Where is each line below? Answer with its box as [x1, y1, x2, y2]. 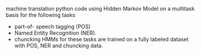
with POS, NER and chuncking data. [14, 42, 104, 49]
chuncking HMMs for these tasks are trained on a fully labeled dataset [14, 36, 189, 42]
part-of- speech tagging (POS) [14, 23, 91, 30]
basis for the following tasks [5, 11, 76, 19]
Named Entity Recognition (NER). [14, 29, 97, 36]
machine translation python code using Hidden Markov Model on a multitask [5, 5, 195, 12]
